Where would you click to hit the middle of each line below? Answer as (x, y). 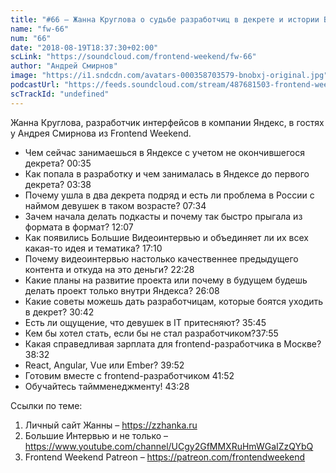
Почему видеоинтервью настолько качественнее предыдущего (161, 258)
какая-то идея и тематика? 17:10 (93, 248)
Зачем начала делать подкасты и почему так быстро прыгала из (163, 216)
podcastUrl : (35, 85)
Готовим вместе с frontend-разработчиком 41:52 (129, 375)
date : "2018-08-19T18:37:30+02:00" (84, 47)
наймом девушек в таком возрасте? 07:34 (115, 205)
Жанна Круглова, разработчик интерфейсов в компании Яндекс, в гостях (167, 122)
